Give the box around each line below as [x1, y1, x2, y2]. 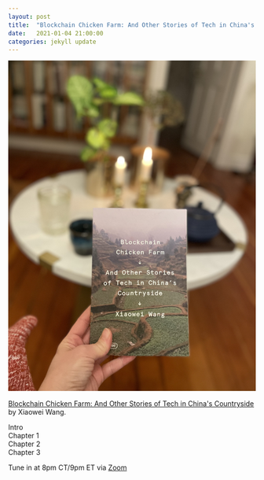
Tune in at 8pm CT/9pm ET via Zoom [8, 463, 127, 472]
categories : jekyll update [8, 38, 97, 46]
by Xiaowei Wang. [8, 408, 67, 417]
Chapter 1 [8, 431, 39, 441]
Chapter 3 [8, 448, 41, 457]
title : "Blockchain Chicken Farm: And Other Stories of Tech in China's [8, 20, 255, 29]
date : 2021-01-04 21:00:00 [8, 29, 104, 37]
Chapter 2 [8, 439, 41, 449]
